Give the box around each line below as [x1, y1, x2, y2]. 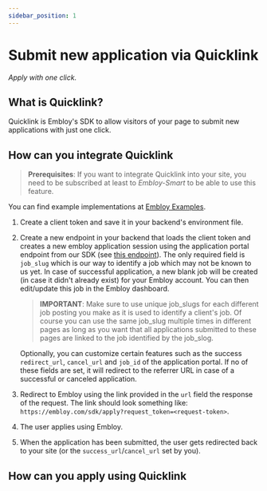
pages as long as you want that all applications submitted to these [39, 325, 257, 335]
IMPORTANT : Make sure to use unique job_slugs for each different [39, 299, 259, 309]
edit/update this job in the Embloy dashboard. [19, 284, 170, 294]
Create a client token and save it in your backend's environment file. [19, 217, 244, 228]
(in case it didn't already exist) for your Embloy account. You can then [19, 275, 249, 285]
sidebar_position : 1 [8, 11, 77, 20]
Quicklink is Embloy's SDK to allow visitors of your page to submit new [8, 117, 240, 126]
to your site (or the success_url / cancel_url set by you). [19, 446, 201, 456]
